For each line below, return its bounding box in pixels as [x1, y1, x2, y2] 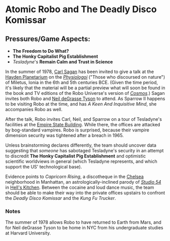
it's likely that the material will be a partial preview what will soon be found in [5, 85, 165, 91]
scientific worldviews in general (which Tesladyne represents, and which [5, 158, 157, 164]
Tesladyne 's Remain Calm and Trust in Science [12, 59, 113, 64]
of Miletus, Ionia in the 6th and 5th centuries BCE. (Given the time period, [5, 80, 158, 85]
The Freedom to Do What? [12, 48, 70, 54]
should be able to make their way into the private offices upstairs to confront [5, 190, 165, 196]
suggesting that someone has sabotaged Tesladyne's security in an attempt [5, 148, 164, 153]
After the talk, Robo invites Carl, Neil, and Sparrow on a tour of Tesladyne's [5, 116, 162, 122]
